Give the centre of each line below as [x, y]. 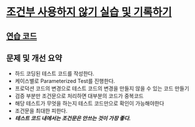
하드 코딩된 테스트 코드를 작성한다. [54, 74]
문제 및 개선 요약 [34, 58]
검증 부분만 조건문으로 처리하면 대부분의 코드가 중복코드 [79, 96]
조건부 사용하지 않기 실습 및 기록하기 [89, 12]
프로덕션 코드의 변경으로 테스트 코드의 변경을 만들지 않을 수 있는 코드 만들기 [102, 89]
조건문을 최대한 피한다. [41, 111]
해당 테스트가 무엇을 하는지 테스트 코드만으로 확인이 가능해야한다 [89, 103]
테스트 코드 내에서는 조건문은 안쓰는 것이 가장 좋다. [73, 118]
